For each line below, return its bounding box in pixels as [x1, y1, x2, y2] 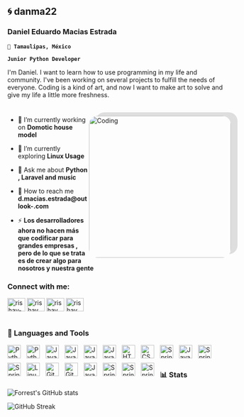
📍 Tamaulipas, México [7, 43, 72, 50]
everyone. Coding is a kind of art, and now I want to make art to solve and [7, 83, 223, 91]
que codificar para [17, 233, 74, 242]
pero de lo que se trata [17, 248, 86, 257]
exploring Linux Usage [17, 152, 85, 160]
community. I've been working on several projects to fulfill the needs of [7, 75, 216, 84]
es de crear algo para [17, 256, 82, 265]
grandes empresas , [17, 241, 78, 250]
